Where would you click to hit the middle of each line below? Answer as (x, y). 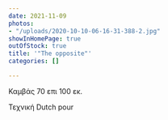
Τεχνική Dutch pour (41, 107)
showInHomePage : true (45, 39)
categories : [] (34, 62)
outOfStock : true (38, 46)
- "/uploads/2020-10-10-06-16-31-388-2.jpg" (84, 31)
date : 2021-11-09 (38, 16)
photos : (21, 24)
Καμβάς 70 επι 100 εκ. (46, 91)
